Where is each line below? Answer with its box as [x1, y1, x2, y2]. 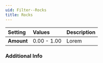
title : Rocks [5, 12, 33, 17]
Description [66, 29, 96, 36]
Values [33, 29, 50, 36]
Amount [8, 37, 28, 44]
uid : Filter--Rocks [5, 7, 47, 13]
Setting [8, 29, 26, 36]
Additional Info [5, 52, 43, 59]
